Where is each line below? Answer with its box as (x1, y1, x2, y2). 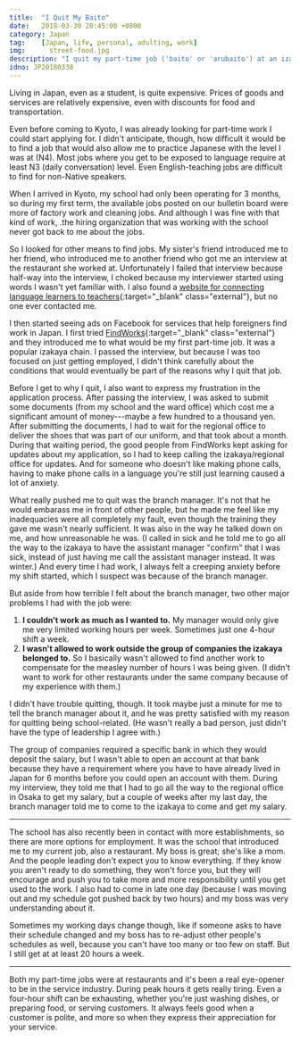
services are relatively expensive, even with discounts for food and (9, 96, 255, 107)
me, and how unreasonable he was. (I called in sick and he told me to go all (9, 532, 286, 543)
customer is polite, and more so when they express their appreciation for (9, 1012, 277, 1022)
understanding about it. (9, 903, 96, 913)
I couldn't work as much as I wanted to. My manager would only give (21, 614, 279, 625)
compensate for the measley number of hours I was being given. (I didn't (21, 662, 290, 672)
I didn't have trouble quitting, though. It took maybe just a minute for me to (9, 698, 283, 709)
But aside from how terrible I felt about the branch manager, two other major (9, 587, 290, 598)
